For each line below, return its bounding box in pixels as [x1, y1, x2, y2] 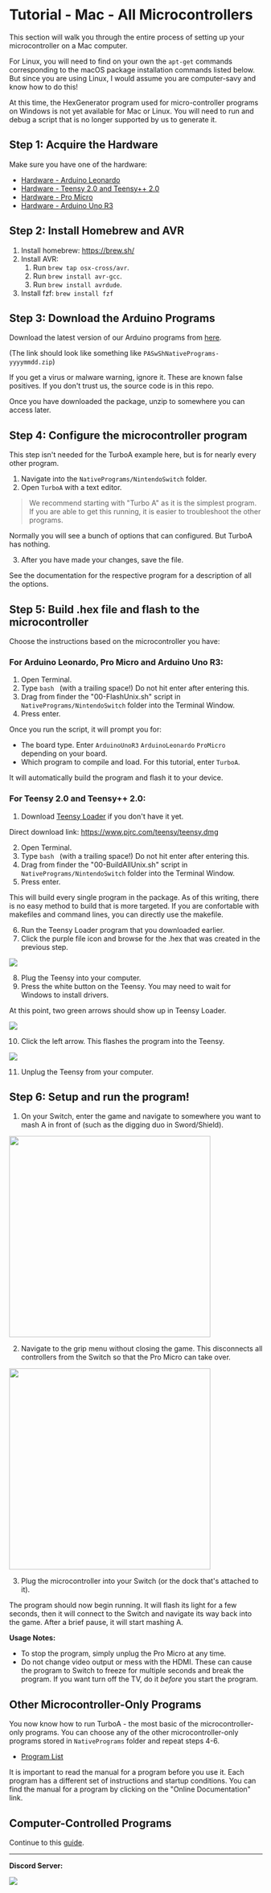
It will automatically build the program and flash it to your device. [9, 773, 224, 782]
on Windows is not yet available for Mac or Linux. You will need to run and [9, 106, 254, 116]
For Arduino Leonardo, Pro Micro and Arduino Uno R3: [9, 656, 224, 667]
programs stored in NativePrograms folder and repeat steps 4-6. [9, 1736, 220, 1746]
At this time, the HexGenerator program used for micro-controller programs [9, 97, 259, 107]
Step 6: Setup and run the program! [9, 1090, 190, 1103]
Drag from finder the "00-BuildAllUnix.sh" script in [20, 860, 188, 869]
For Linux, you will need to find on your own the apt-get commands [9, 56, 232, 66]
